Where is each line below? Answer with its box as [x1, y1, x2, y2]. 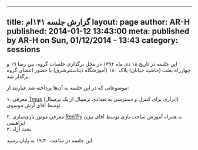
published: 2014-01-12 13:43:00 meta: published [6, 26, 190, 36]
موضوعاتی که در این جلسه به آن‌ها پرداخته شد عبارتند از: [6, 84, 129, 91]
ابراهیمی [6, 119, 26, 126]
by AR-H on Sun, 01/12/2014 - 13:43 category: [6, 36, 179, 46]
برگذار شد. [6, 73, 31, 80]
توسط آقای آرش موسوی [6, 101, 61, 108]
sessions [6, 45, 41, 54]
